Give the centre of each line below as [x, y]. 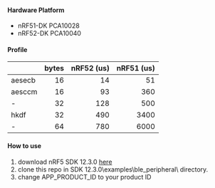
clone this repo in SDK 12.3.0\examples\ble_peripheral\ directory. [113, 169]
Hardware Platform [36, 10]
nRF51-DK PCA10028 [48, 26]
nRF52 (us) [90, 68]
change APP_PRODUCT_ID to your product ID [84, 177]
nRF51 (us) [136, 68]
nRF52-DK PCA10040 [49, 33]
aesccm [24, 92]
